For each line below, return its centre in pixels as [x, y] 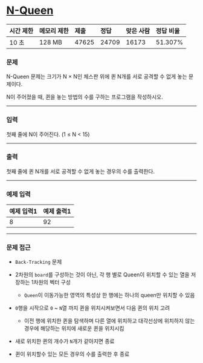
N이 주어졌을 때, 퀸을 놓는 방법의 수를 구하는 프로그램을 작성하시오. [85, 97]
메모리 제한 [54, 31]
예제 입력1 [23, 211]
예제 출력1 [57, 211]
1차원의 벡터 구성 [51, 283]
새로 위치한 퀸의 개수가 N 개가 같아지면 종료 [65, 341]
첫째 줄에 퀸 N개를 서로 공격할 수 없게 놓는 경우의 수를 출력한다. [81, 171]
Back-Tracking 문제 [38, 262]
